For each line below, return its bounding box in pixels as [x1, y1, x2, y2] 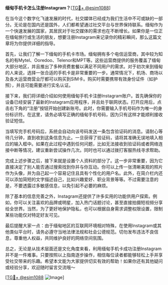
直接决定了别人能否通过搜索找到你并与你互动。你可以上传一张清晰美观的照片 [5, 164, 163, 170]
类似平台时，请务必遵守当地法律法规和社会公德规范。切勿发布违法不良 [9, 229, 154, 235]
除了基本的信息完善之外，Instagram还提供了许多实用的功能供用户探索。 [5, 193, 153, 199]
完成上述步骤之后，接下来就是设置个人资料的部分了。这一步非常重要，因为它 [5, 158, 163, 164]
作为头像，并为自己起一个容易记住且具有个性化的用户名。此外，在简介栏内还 [5, 170, 163, 176]
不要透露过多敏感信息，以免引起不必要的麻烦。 [13, 183, 110, 189]
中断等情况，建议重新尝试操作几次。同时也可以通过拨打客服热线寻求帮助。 [9, 147, 163, 153]
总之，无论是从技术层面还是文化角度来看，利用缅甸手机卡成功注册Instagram [5, 246, 161, 252]
